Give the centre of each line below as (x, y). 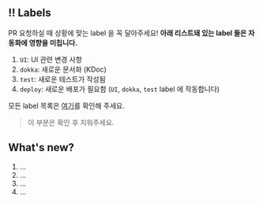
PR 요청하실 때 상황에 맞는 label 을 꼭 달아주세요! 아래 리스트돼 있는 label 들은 (128, 33)
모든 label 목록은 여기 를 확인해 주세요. (66, 105)
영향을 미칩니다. (53, 42)
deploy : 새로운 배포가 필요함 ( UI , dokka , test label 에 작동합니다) (119, 89)
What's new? (41, 148)
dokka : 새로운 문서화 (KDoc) (63, 69)
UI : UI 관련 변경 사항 (51, 59)
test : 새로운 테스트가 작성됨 (63, 79)
